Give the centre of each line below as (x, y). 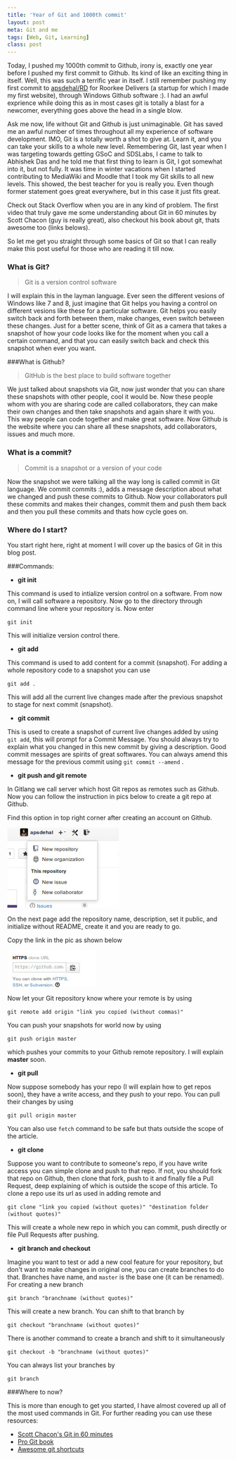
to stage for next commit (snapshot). (60, 705)
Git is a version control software (71, 283)
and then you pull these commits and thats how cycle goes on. (98, 512)
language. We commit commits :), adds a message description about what (114, 489)
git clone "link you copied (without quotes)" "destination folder (108, 1207)
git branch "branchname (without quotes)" (70, 1299)
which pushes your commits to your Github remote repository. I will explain (115, 1052)
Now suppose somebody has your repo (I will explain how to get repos (110, 1087)
